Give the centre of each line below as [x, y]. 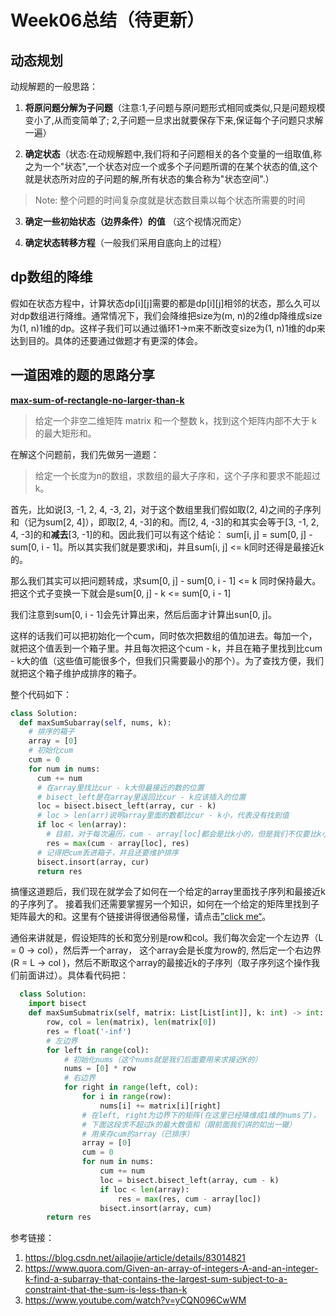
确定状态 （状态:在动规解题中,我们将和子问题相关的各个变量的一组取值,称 [173, 154]
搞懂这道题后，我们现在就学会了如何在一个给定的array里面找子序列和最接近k [168, 892]
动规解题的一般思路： [54, 86]
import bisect [57, 1004]
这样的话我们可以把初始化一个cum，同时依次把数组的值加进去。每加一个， [164, 635]
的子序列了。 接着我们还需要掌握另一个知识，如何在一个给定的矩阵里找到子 [165, 904]
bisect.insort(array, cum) [156, 1208]
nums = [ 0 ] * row [100, 1069]
